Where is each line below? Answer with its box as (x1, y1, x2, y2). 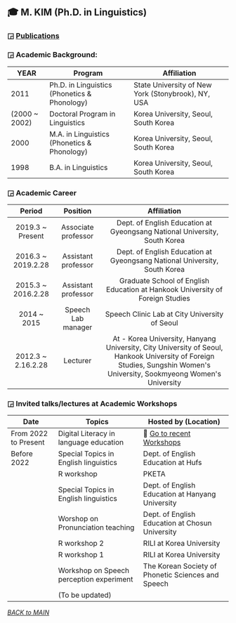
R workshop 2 (58, 539, 104, 549)
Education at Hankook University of (106, 284, 223, 294)
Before (11, 449, 33, 459)
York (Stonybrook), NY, (133, 88, 211, 98)
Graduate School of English (119, 275, 209, 285)
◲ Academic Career (7, 188, 77, 197)
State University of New (133, 80, 212, 90)
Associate (60, 222, 94, 232)
